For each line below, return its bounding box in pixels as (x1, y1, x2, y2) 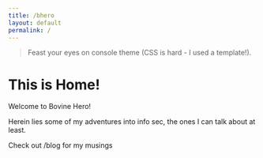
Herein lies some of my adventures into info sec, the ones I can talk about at (8, 117, 256, 126)
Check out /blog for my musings (8, 141, 113, 150)
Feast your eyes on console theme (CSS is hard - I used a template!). (27, 48, 252, 58)
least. (8, 126, 26, 135)
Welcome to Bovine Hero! (8, 102, 92, 111)
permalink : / (8, 26, 51, 34)
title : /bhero (8, 11, 55, 20)
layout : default (8, 19, 62, 27)
